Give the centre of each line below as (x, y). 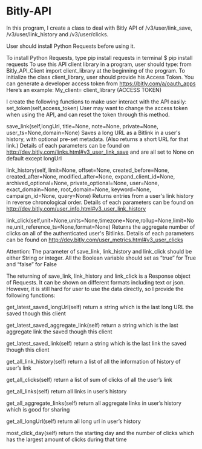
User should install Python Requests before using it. (71, 46)
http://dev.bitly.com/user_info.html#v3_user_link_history (76, 208)
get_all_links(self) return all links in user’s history (67, 391)
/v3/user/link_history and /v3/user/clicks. (57, 34)
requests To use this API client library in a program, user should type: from (99, 64)
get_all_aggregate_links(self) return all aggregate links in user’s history (94, 403)
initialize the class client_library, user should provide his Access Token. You (100, 77)
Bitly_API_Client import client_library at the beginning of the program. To (96, 70)
